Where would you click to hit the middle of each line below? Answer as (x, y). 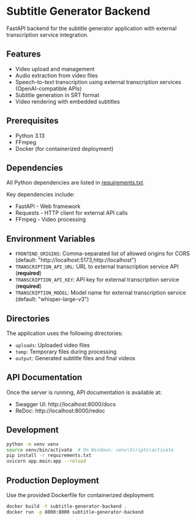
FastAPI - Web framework (48, 206)
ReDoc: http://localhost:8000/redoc (60, 411)
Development (33, 430)
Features (24, 54)
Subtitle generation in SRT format (57, 95)
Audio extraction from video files (56, 75)
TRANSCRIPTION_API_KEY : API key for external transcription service (97, 280)
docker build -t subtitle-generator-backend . (67, 506)
